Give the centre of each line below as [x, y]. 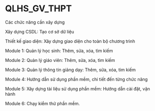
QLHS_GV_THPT [39, 9]
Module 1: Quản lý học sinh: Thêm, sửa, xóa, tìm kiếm [59, 51]
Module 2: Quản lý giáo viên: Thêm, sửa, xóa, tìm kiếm [60, 60]
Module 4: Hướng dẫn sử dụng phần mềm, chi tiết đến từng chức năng [77, 79]
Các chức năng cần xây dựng [35, 22]
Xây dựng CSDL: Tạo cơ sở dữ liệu [40, 31]
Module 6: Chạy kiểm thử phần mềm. [43, 103]
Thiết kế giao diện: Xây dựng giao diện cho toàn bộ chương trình [70, 41]
